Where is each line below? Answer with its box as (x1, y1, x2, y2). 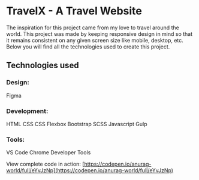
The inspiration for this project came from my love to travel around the (6, 24, 180, 31)
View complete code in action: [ (6, 160, 85, 168)
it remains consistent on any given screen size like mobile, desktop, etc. (6, 36, 184, 44)
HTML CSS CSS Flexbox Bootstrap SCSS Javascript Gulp (6, 120, 147, 127)
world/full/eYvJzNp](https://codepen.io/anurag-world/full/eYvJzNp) (6, 167, 174, 174)
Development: (6, 106, 49, 115)
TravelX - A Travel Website (6, 4, 143, 18)
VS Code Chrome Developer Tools (6, 149, 91, 156)
